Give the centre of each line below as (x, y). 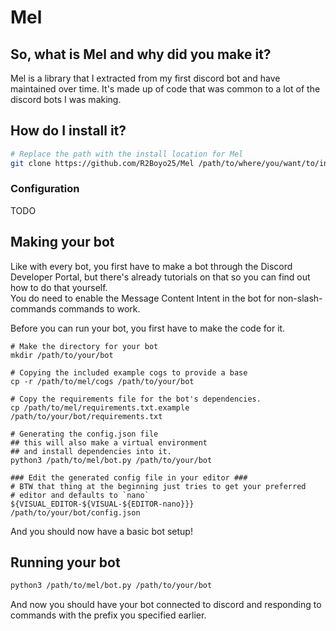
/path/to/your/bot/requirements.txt (86, 416)
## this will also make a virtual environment (109, 442)
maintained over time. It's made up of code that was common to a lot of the (165, 89)
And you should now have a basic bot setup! (101, 531)
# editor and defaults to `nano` (80, 495)
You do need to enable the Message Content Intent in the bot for (143, 298)
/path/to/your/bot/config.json (75, 512)
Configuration (45, 189)
